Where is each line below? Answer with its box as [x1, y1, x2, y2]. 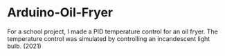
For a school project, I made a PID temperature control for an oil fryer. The [7, 27, 218, 36]
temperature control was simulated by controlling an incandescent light [7, 34, 210, 42]
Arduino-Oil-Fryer [7, 5, 114, 20]
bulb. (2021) [7, 42, 42, 50]
